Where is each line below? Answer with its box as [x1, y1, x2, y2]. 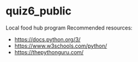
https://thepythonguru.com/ [14, 48, 84, 55]
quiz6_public [5, 4, 72, 18]
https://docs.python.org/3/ [14, 36, 81, 43]
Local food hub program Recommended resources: [5, 24, 133, 31]
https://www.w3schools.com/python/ [14, 42, 107, 49]
